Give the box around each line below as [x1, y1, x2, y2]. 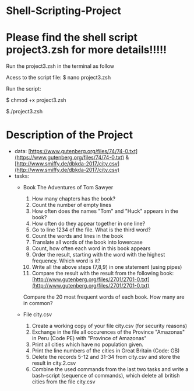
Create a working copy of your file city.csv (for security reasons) [31, 323, 188, 330]
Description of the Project [6, 129, 133, 141]
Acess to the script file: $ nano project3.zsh [6, 74, 111, 81]
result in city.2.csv [31, 359, 76, 366]
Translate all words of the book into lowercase [31, 238, 143, 246]
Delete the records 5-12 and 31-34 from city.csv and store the [31, 354, 181, 361]
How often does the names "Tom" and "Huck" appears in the [31, 207, 179, 214]
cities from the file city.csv [31, 378, 96, 385]
